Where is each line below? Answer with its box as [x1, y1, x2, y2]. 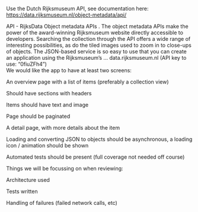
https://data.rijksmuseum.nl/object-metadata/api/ [6, 11, 127, 18]
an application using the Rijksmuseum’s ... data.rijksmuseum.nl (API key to [6, 54, 187, 61]
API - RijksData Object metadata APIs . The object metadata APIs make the [6, 23, 189, 30]
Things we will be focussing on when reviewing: [6, 165, 123, 172]
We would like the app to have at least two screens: [6, 67, 132, 73]
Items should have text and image [6, 101, 89, 108]
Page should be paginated [6, 113, 71, 120]
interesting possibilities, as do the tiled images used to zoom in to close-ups [6, 41, 191, 49]
